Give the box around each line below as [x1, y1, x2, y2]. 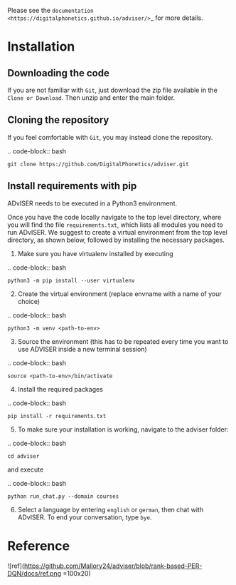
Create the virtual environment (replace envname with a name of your [17, 289, 222, 298]
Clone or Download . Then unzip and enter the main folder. [7, 93, 176, 102]
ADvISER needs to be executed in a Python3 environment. [7, 199, 178, 208]
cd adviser [7, 452, 40, 459]
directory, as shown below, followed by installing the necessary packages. [7, 235, 225, 244]
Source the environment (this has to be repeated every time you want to [17, 337, 229, 345]
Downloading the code [7, 67, 110, 79]
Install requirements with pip [7, 180, 137, 192]
